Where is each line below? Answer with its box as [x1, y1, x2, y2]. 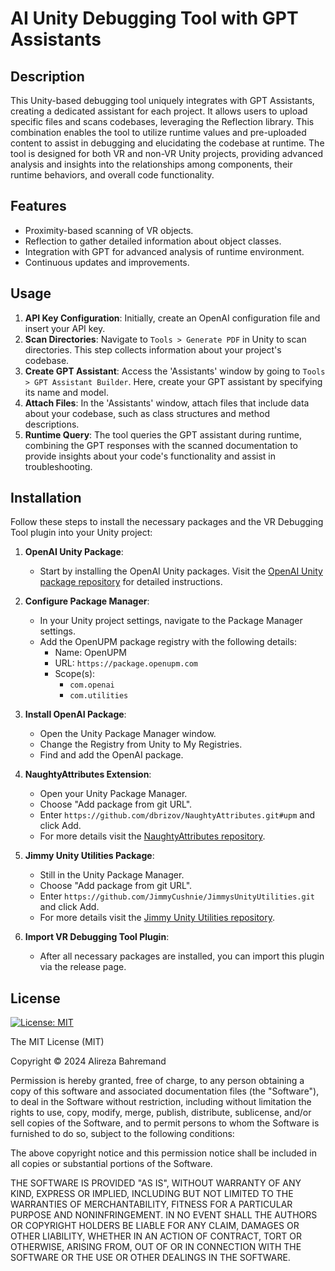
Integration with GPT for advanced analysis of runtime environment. [24, 245, 305, 257]
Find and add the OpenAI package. [39, 749, 184, 761]
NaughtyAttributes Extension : [24, 768, 152, 781]
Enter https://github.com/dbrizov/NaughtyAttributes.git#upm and [39, 809, 316, 821]
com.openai [69, 680, 115, 691]
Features [10, 198, 67, 215]
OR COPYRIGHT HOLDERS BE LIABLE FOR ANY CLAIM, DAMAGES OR [10, 1220, 300, 1232]
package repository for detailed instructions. [39, 576, 223, 588]
